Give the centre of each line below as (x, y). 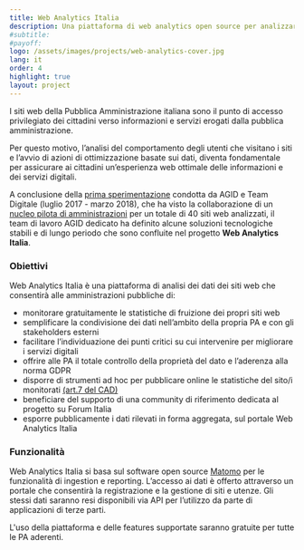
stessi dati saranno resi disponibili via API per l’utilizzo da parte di (131, 500)
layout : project (40, 85)
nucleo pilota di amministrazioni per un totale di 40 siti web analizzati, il (142, 213)
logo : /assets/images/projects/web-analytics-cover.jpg (117, 52)
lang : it (26, 60)
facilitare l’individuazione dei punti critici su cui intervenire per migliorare (158, 342)
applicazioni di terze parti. (58, 510)
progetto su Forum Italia (67, 409)
